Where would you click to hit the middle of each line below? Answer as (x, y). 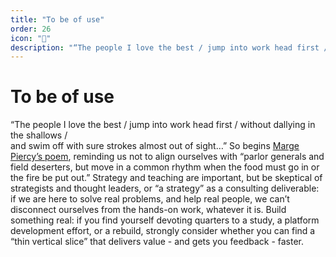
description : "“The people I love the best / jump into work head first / (169, 47)
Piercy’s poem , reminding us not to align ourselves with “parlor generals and (167, 157)
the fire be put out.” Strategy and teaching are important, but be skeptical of (166, 178)
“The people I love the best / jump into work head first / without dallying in (163, 125)
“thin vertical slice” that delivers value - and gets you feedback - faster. (157, 242)
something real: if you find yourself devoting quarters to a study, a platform (165, 220)
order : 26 (31, 29)
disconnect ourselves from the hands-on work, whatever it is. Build (148, 210)
